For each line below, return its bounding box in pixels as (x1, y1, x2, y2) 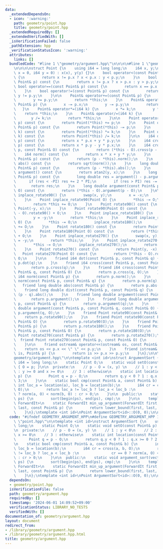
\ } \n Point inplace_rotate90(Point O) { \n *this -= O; (14, 197, 158, 202)
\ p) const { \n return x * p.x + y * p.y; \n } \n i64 (14, 138, 151, 144)
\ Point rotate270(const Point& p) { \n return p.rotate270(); (14, 333, 158, 338)
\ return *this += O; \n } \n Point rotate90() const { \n (14, 201, 158, 207)
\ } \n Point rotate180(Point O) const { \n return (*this (14, 229, 160, 234)
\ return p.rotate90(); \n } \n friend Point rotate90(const (14, 315, 155, 320)
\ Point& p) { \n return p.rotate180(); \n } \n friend (14, 324, 151, 329)
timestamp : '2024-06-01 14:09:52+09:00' (9, 500, 92, 505)
